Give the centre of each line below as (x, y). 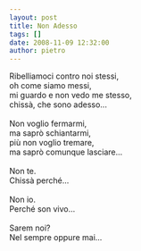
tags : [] (25, 34)
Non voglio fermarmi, (48, 124)
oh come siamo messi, (50, 86)
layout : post (33, 17)
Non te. (23, 172)
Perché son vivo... (42, 209)
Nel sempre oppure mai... (56, 238)
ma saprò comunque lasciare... (66, 152)
